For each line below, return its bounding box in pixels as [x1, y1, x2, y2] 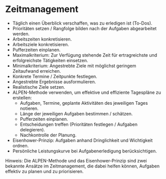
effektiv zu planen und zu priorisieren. [5, 168, 84, 174]
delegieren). [20, 126, 45, 132]
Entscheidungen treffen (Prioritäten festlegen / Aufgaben [20, 121, 138, 127]
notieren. [20, 105, 39, 111]
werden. [12, 31, 30, 37]
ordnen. [12, 142, 29, 148]
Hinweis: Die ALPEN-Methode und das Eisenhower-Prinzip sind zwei [5, 157, 147, 163]
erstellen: [12, 94, 32, 101]
